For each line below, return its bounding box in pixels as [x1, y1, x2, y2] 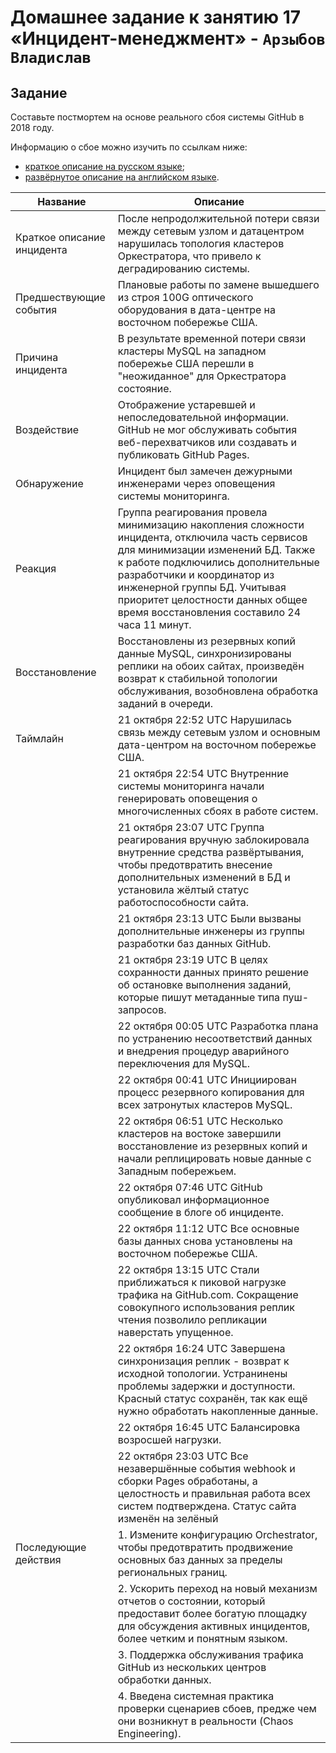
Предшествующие [15, 291, 106, 304]
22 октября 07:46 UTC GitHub [117, 1181, 263, 1194]
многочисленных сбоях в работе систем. [117, 804, 319, 818]
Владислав [10, 49, 92, 68]
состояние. [117, 382, 172, 395]
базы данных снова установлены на [117, 1234, 293, 1248]
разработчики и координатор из [117, 568, 275, 581]
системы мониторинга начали [117, 779, 265, 793]
